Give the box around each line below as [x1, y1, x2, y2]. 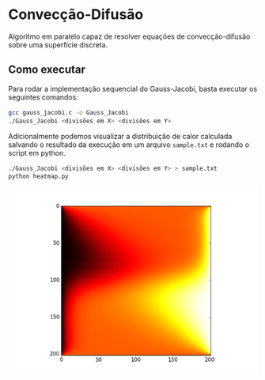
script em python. [8, 148, 66, 157]
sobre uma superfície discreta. [8, 40, 108, 49]
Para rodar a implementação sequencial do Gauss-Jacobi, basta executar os [8, 84, 258, 93]
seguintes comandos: [8, 92, 79, 102]
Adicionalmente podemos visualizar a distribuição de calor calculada [8, 131, 233, 141]
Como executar [8, 63, 85, 77]
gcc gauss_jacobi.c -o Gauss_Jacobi [8, 108, 129, 116]
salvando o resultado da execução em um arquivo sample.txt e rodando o [8, 140, 250, 149]
